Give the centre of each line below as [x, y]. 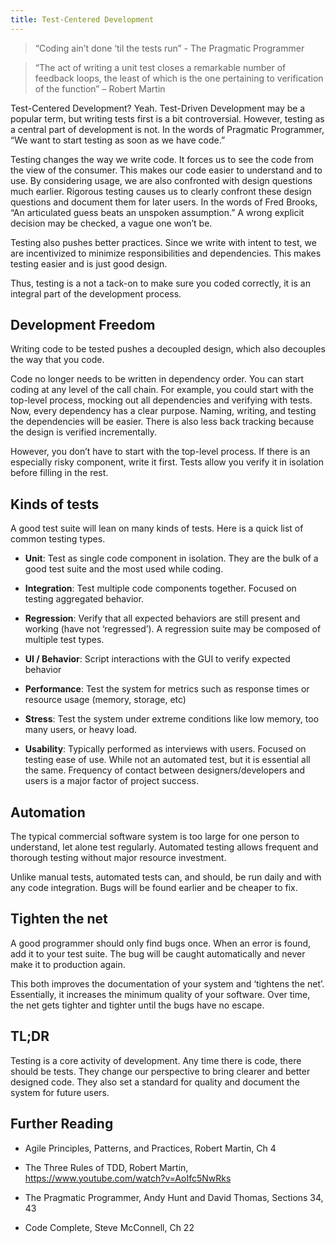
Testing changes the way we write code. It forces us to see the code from [162, 159]
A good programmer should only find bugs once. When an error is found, [161, 943]
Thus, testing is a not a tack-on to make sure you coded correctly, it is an [160, 283]
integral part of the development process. [96, 293]
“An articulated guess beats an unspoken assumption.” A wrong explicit [157, 212]
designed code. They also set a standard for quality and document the [155, 1082]
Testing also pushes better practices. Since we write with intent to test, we [163, 242]
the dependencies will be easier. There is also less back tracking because [162, 422]
